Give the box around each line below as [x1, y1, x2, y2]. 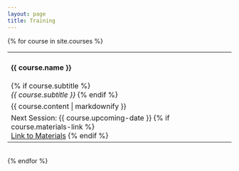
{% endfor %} [7, 157, 48, 165]
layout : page [7, 10, 46, 18]
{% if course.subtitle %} [11, 81, 91, 91]
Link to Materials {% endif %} [11, 131, 109, 141]
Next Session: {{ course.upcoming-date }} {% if [11, 113, 170, 123]
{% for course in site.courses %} [7, 36, 104, 45]
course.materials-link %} [11, 122, 95, 132]
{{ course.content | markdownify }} [11, 101, 127, 111]
